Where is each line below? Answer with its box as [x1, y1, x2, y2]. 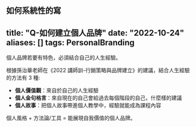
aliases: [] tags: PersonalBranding [6, 38, 135, 48]
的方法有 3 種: [6, 74, 41, 82]
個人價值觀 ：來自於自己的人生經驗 [14, 87, 99, 94]
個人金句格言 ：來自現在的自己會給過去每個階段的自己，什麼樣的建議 [14, 94, 182, 101]
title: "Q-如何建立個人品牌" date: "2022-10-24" [6, 27, 185, 38]
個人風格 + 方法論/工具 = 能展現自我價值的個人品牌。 [6, 114, 136, 122]
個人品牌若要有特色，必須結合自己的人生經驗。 [6, 54, 121, 61]
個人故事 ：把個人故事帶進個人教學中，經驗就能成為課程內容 [14, 102, 161, 109]
